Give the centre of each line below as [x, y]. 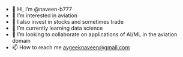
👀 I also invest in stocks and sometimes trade [68, 22]
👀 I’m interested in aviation [45, 15]
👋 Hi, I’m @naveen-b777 [42, 9]
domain [21, 41]
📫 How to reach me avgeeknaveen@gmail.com [71, 47]
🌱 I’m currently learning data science [57, 28]
